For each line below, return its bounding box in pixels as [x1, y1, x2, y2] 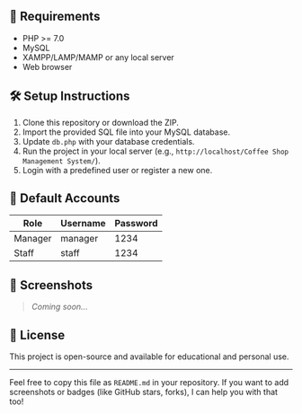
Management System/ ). [22, 154, 101, 166]
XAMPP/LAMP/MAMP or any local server [22, 51, 175, 63]
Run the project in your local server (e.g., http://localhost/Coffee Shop [22, 145, 289, 156]
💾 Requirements [9, 9, 101, 24]
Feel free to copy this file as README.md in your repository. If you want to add [9, 377, 289, 388]
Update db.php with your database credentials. [22, 136, 195, 146]
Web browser [22, 61, 73, 72]
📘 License [9, 327, 66, 342]
